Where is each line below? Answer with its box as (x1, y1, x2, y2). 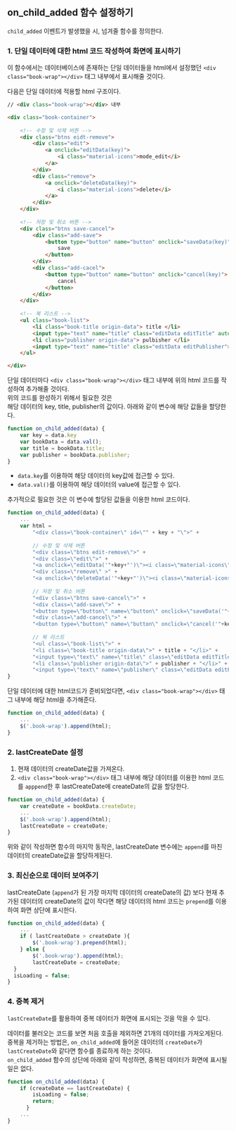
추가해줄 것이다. (25, 385, 70, 393)
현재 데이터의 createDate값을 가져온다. (17, 765, 125, 773)
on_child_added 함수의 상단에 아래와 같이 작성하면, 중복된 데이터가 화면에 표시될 (7, 1055, 228, 1063)
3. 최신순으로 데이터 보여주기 (7, 870, 99, 880)
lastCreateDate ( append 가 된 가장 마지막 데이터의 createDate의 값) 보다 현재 (7, 888, 218, 896)
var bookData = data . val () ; (20, 438, 102, 445)
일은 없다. (7, 1064, 34, 1073)
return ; (32, 1098, 55, 1105)
